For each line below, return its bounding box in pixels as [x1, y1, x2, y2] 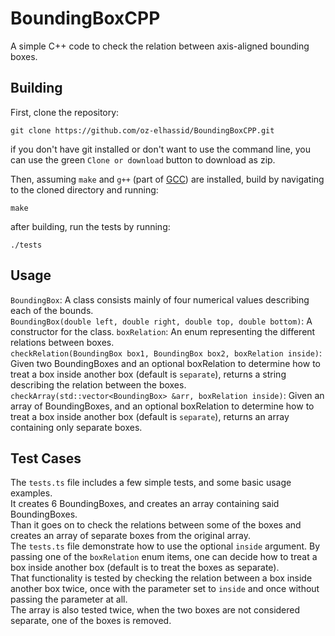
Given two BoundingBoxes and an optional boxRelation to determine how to [10, 357, 321, 369]
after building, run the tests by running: [10, 220, 171, 232]
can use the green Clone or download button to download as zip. [10, 153, 276, 166]
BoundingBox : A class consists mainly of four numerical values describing [10, 293, 310, 306]
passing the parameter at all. [10, 593, 128, 606]
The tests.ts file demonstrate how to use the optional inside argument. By [10, 540, 321, 552]
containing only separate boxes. [10, 421, 143, 433]
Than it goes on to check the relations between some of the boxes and [10, 519, 302, 531]
